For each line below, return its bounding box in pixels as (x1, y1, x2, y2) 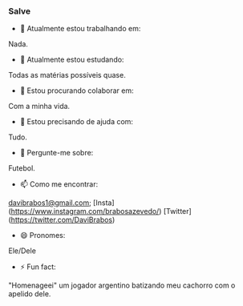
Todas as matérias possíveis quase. (8, 70, 126, 80)
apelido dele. (8, 289, 51, 299)
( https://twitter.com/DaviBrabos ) (8, 215, 115, 225)
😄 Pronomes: (19, 231, 66, 240)
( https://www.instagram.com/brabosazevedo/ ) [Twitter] (8, 207, 192, 216)
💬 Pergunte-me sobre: (19, 148, 94, 158)
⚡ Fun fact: (19, 262, 56, 272)
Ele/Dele (8, 246, 36, 256)
